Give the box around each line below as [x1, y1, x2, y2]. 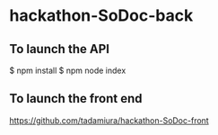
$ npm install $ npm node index [9, 65, 126, 76]
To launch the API [9, 41, 110, 57]
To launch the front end [9, 91, 143, 106]
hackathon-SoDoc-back [9, 5, 194, 26]
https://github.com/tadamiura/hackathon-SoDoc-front [9, 114, 209, 126]
